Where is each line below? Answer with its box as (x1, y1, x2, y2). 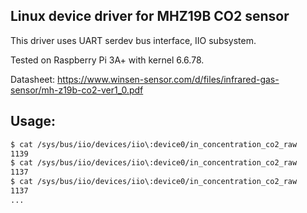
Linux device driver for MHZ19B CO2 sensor (10, 8, 290, 25)
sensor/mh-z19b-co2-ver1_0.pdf (10, 84, 144, 96)
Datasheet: (10, 73, 56, 85)
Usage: (10, 113, 57, 130)
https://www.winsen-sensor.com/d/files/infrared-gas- (57, 73, 280, 85)
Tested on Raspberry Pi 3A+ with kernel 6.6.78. (10, 54, 205, 66)
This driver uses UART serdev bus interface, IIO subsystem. (10, 34, 257, 46)
